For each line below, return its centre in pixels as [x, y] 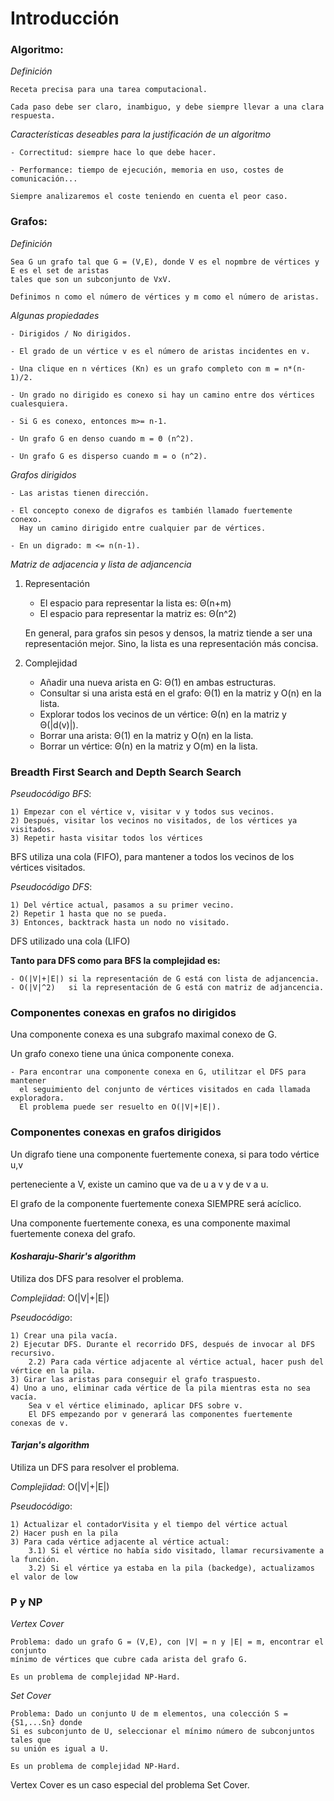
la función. [35, 1560]
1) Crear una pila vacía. [64, 1335]
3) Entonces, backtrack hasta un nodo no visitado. [120, 923]
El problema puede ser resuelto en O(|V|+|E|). [120, 1107]
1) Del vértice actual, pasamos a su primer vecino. [122, 905]
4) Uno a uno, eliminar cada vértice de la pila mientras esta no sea [160, 1388]
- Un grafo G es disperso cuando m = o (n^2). [109, 456]
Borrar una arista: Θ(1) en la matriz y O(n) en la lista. [146, 735]
